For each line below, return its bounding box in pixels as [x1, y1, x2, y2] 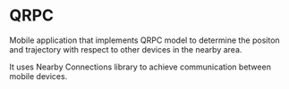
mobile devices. [9, 70, 68, 81]
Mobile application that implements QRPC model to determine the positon [9, 35, 280, 45]
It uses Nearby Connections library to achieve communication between [9, 61, 271, 72]
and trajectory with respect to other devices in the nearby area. [9, 44, 242, 54]
